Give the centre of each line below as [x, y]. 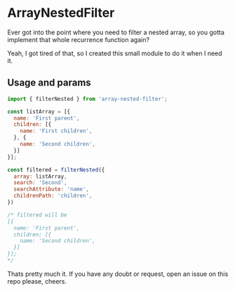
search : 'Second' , [41, 183]
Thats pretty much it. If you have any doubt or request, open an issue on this [118, 274]
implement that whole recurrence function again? [78, 39]
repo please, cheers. [37, 281]
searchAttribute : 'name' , [52, 189]
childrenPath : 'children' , [53, 196]
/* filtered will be [38, 215]
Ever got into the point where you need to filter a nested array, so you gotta [116, 32]
